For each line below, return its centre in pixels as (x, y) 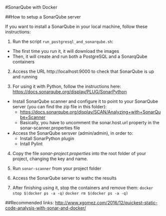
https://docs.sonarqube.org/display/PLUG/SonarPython (69, 92)
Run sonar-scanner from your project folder (57, 168)
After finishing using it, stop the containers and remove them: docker (83, 188)
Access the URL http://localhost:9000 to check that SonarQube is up (83, 71)
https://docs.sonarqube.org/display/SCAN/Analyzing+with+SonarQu (90, 112)
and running (25, 77)
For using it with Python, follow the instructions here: (67, 86)
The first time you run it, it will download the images (66, 51)
